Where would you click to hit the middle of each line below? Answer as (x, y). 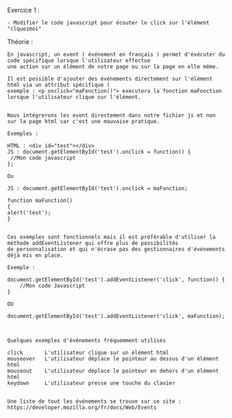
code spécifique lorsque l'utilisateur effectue (79, 61)
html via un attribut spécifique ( (59, 85)
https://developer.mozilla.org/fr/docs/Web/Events (82, 408)
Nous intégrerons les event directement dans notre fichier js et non (111, 115)
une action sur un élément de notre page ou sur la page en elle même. (113, 67)
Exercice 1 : (24, 10)
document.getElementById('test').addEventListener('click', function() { (116, 280)
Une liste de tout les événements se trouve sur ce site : (94, 401)
